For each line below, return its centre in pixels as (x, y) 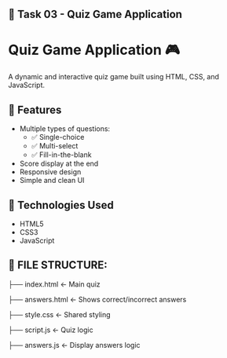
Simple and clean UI (52, 181)
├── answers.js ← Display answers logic (74, 345)
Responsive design (50, 172)
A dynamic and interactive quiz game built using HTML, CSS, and (114, 77)
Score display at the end (59, 164)
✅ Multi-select (55, 146)
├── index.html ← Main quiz (54, 284)
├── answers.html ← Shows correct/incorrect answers (97, 299)
